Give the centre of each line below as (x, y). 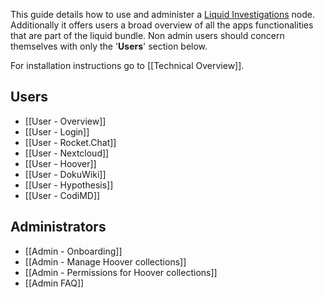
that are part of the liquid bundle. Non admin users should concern (147, 35)
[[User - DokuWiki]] (65, 174)
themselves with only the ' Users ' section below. (109, 46)
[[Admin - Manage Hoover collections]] (105, 261)
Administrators (58, 227)
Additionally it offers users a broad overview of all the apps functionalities (162, 25)
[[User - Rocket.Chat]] (70, 142)
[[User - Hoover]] (60, 163)
